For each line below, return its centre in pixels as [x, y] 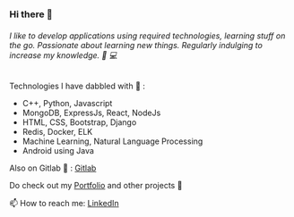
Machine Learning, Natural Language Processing [112, 141]
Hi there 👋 [31, 14]
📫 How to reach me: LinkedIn [64, 204]
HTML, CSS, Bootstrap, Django [79, 122]
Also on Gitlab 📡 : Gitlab [53, 168]
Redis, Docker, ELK [57, 132]
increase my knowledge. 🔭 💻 [64, 55]
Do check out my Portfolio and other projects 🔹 [96, 186]
